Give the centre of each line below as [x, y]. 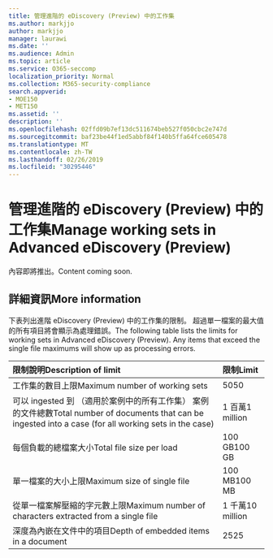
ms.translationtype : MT [49, 144]
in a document [40, 541]
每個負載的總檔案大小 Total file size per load [95, 448]
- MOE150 [23, 99]
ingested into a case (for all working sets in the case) [113, 423]
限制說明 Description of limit [67, 370]
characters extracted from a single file [85, 516]
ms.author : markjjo [41, 24]
